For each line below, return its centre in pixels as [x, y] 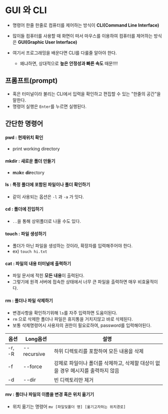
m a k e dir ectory [28, 172]
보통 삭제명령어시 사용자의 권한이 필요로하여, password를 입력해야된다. [82, 325]
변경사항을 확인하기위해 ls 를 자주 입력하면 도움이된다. [65, 313]
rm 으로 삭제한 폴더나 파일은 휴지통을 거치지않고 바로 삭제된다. [73, 319]
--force [33, 366]
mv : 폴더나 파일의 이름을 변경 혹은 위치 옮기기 [49, 394]
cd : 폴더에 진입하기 [24, 209]
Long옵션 [36, 339]
